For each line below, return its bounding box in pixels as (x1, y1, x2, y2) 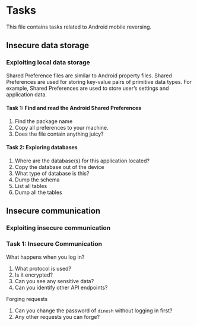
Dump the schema (14, 176, 60, 183)
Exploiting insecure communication (6, 224, 111, 232)
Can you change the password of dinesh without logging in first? (14, 307, 173, 314)
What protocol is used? (14, 265, 72, 272)
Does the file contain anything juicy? (14, 130, 104, 137)
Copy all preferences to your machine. (14, 124, 109, 131)
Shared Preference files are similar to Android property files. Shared (6, 72, 172, 79)
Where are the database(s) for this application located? (14, 157, 150, 164)
